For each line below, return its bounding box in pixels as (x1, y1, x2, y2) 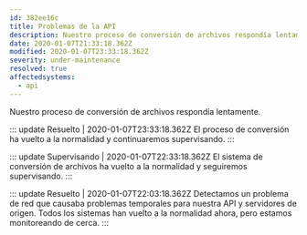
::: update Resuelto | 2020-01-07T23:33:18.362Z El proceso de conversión (9, 124, 290, 135)
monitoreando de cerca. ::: (9, 217, 110, 228)
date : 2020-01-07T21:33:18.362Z (9, 38, 132, 48)
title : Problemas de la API (9, 22, 117, 31)
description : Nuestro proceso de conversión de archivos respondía (9, 30, 272, 39)
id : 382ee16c (9, 13, 59, 23)
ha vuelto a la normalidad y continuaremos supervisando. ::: (9, 133, 235, 144)
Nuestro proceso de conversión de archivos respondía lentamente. (9, 106, 261, 117)
